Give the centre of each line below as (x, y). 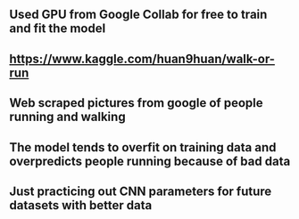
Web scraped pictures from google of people (136, 103)
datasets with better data (81, 205)
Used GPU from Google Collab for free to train (138, 15)
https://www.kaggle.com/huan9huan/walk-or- (142, 58)
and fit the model (58, 29)
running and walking (68, 117)
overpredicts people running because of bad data (150, 161)
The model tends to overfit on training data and (143, 147)
